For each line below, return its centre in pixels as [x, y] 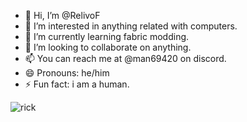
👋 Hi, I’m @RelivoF [62, 15]
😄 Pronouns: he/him [67, 73]
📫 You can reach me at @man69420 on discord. [125, 58]
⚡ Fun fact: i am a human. [77, 84]
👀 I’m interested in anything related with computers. [131, 26]
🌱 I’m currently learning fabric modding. [107, 36]
